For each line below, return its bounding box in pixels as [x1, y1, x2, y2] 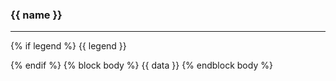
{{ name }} [10, 8, 63, 22]
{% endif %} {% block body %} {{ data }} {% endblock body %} [10, 59, 273, 72]
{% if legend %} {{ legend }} [10, 40, 127, 52]
